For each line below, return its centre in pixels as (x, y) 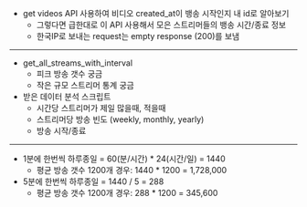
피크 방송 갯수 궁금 (69, 74)
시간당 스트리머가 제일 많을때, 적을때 (101, 108)
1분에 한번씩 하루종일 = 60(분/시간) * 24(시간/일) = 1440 (124, 159)
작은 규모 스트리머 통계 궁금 (85, 85)
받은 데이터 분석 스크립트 (67, 97)
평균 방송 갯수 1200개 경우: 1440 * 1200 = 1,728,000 (132, 170)
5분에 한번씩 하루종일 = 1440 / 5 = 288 (93, 181)
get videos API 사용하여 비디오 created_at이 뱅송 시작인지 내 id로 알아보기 (156, 13)
